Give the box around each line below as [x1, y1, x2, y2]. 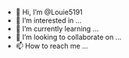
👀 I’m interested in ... [15, 16, 82, 25]
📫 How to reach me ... [15, 42, 88, 50]
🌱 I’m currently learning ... [15, 24, 99, 33]
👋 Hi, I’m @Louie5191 [15, 8, 84, 16]
